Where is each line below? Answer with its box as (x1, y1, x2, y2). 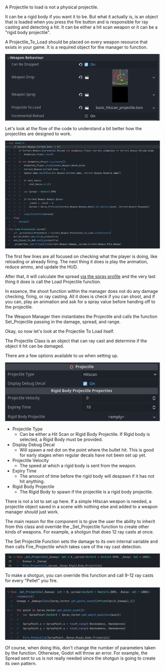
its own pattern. (5, 660, 37, 666)
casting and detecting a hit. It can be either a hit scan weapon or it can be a (5, 24, 158, 30)
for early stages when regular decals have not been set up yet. (19, 452, 147, 458)
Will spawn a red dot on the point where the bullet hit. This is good (19, 447, 154, 453)
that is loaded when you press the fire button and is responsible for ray (5, 19, 149, 25)
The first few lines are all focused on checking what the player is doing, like (5, 253, 158, 259)
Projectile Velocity (12, 458, 49, 463)
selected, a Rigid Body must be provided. (19, 436, 103, 443)
